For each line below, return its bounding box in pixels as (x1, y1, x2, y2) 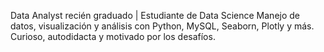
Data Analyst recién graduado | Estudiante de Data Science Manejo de (10, 10, 301, 21)
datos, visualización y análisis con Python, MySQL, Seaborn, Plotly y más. (10, 20, 315, 32)
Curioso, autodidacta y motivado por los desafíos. (10, 31, 216, 42)
